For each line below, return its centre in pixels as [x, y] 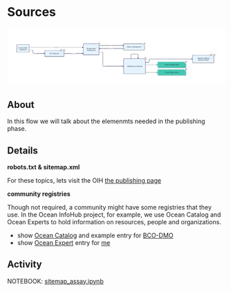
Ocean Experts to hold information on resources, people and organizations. [114, 221]
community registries [39, 194]
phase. [17, 129]
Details [22, 150]
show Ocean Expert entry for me [64, 242]
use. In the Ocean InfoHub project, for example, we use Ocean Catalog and [114, 215]
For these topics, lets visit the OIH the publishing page [84, 180]
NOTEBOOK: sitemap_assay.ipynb [55, 281]
